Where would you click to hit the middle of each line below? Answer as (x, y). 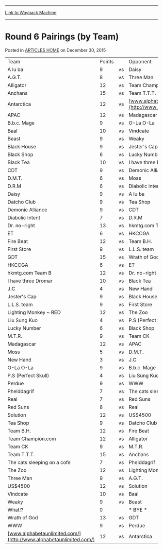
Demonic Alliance (27, 209)
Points (106, 61)
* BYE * (138, 510)
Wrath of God (23, 517)
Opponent (140, 61)
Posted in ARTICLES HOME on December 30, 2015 (56, 50)
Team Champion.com (32, 439)
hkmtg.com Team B (30, 273)
